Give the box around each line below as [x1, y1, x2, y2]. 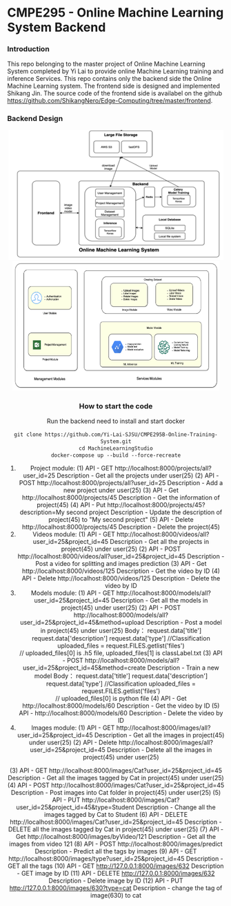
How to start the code [79, 401, 153, 410]
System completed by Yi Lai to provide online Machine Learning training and [7, 67, 224, 75]
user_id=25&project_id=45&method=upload [19, 619, 145, 627]
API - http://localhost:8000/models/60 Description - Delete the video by [19, 709, 223, 717]
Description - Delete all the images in [106, 746, 212, 754]
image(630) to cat [90, 891, 141, 900]
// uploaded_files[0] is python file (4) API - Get [54, 695, 188, 703]
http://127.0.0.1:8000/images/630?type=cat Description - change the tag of [9, 884, 223, 892]
